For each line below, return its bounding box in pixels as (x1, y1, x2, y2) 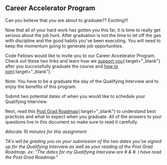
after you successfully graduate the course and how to (5, 63, 118, 69)
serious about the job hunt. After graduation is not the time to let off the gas (5, 32, 161, 38)
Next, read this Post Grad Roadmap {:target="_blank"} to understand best (5, 108, 156, 114)
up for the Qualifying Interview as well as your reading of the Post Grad (5, 143, 153, 149)
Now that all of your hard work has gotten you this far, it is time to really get (5, 27, 161, 33)
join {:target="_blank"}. (5, 68, 52, 74)
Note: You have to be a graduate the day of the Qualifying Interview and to (5, 78, 159, 84)
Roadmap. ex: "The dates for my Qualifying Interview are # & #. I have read (5, 148, 161, 154)
